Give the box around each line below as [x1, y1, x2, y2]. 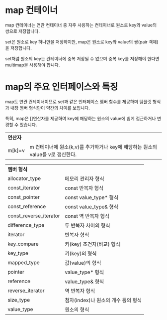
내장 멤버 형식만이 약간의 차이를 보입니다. [10, 105, 90, 111]
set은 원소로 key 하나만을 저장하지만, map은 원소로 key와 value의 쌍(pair [5, 38, 148, 45]
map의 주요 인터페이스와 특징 [5, 81, 118, 93]
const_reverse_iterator [7, 212, 61, 219]
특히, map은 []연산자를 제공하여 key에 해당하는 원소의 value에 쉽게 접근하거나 [5, 115, 156, 121]
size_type [7, 296, 30, 303]
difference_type [7, 221, 45, 228]
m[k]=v [7, 147, 25, 154]
